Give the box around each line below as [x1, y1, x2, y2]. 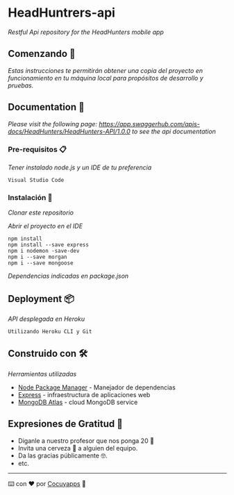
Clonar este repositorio [8, 208, 74, 217]
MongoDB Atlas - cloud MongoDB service [17, 398, 138, 406]
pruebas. [8, 81, 34, 90]
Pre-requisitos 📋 [8, 144, 67, 154]
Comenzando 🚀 [8, 48, 76, 60]
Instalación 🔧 [8, 192, 53, 202]
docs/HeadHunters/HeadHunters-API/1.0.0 [8, 127, 131, 135]
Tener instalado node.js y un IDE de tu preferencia [8, 163, 152, 171]
